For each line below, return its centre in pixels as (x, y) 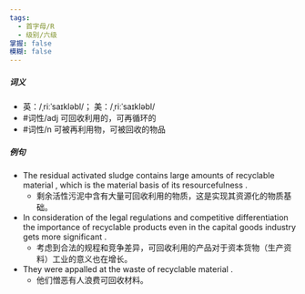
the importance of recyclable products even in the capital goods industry (159, 228)
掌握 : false (30, 43)
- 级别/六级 (37, 35)
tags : (20, 18)
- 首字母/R (36, 26)
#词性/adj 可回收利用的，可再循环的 (89, 118)
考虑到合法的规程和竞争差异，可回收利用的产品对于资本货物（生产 (160, 248)
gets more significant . (65, 237)
